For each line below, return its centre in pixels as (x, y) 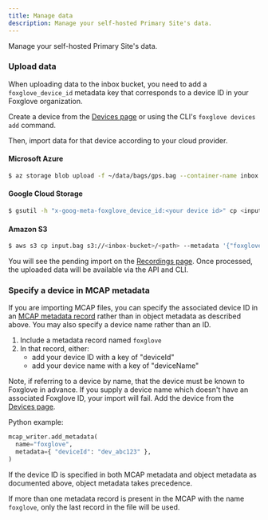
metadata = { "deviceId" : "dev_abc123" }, (83, 452)
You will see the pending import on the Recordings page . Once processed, (130, 262)
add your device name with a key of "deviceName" (115, 366)
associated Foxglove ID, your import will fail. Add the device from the (121, 398)
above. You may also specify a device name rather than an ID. (110, 325)
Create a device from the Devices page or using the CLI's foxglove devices (132, 116)
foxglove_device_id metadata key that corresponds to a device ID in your (128, 92)
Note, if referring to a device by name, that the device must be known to (127, 382)
